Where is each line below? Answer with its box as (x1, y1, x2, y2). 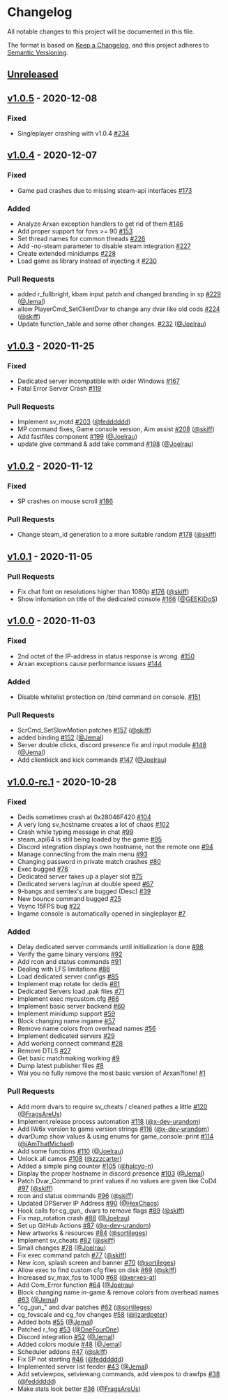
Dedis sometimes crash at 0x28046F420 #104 (17, 812, 151, 821)
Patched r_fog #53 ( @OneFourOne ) (17, 1325, 120, 1334)
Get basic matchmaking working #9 (17, 1054, 120, 1062)
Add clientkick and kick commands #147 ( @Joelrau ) (17, 756, 167, 764)
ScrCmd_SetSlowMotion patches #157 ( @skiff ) (17, 726, 152, 735)
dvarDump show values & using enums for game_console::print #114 (17, 1132, 214, 1140)
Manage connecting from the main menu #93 (17, 850, 148, 858)
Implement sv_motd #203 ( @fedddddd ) (17, 417, 131, 426)
